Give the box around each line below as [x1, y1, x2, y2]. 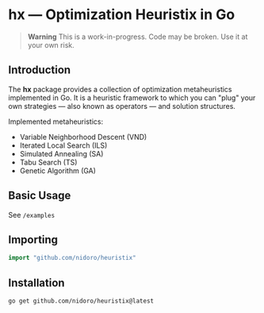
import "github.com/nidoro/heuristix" [8, 254, 136, 262]
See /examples [8, 210, 55, 219]
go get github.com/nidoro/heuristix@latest [8, 297, 155, 305]
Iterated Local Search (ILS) [19, 141, 108, 150]
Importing [8, 233, 58, 246]
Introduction [8, 64, 71, 77]
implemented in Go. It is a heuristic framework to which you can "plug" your [8, 93, 256, 102]
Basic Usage [8, 189, 71, 203]
